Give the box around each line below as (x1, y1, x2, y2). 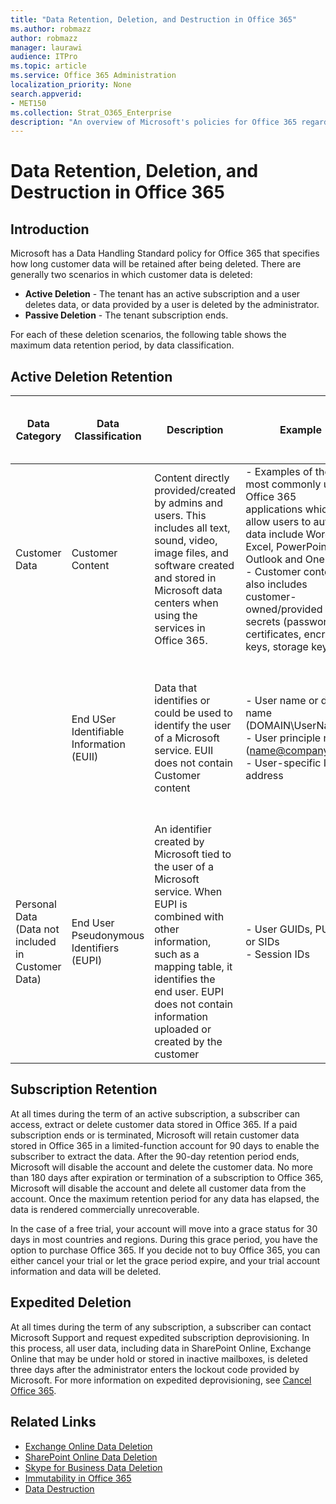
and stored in (154, 571, 217, 585)
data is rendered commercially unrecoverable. (10, 1203, 200, 1215)
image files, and (154, 546, 229, 560)
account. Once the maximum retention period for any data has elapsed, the (10, 1192, 320, 1205)
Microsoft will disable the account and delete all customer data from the (10, 1182, 307, 1194)
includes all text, (154, 521, 231, 535)
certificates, (245, 627, 302, 641)
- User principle (245, 731, 322, 745)
